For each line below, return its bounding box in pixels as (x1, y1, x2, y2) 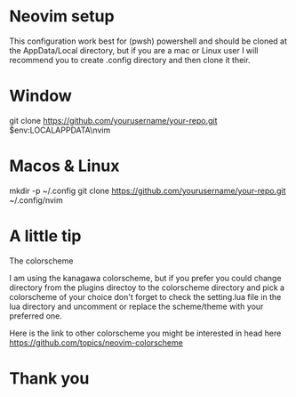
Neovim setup (9, 6, 115, 27)
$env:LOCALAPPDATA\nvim (9, 125, 111, 135)
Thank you (9, 368, 90, 388)
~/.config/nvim (9, 194, 64, 206)
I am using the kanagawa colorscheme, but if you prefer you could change (9, 272, 282, 283)
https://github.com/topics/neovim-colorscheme (9, 336, 184, 348)
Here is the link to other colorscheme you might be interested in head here (9, 328, 282, 338)
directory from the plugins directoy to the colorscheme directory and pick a (9, 282, 285, 293)
